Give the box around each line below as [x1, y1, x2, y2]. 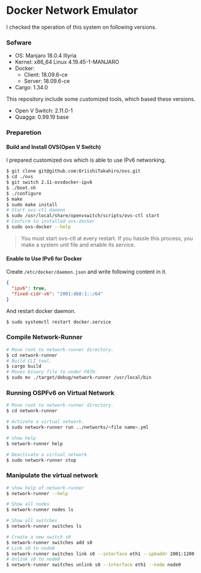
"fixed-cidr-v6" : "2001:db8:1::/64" [11, 291, 103, 297]
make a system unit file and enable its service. [20, 241, 136, 248]
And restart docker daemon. [6, 307, 76, 315]
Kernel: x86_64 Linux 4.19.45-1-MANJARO [14, 58, 119, 66]
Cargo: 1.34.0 [14, 84, 48, 91]
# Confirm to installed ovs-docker [6, 218, 95, 225]
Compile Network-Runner [6, 333, 83, 342]
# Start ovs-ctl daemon [6, 207, 66, 213]
